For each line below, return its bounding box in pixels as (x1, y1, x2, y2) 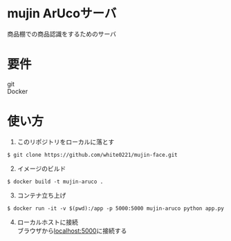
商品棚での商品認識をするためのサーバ (7, 30, 116, 38)
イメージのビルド (17, 164, 66, 173)
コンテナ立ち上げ (17, 191, 66, 200)
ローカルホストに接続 (17, 218, 78, 226)
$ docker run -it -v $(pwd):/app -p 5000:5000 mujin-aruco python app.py (7, 204, 225, 212)
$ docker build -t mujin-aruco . (7, 178, 104, 185)
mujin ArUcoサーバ (7, 6, 117, 21)
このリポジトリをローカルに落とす (17, 137, 115, 146)
